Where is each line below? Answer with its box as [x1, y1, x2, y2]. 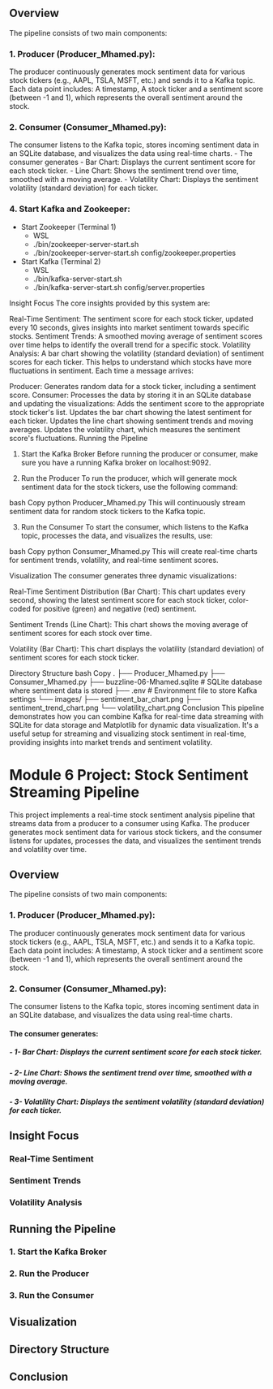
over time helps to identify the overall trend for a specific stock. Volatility [9, 340, 251, 349]
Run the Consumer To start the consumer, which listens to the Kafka [20, 521, 250, 531]
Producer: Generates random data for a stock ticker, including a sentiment [9, 381, 257, 391]
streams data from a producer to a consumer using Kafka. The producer [9, 818, 250, 828]
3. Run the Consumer [9, 1290, 94, 1301]
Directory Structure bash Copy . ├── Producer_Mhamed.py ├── [9, 668, 225, 677]
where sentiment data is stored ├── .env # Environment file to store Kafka [9, 686, 258, 695]
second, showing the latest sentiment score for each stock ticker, [9, 595, 228, 604]
